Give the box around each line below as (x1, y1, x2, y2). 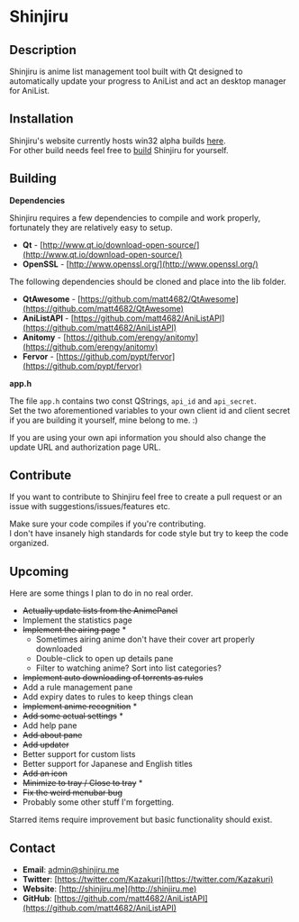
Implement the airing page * (22, 625, 127, 635)
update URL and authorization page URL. (9, 442, 161, 452)
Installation (9, 111, 74, 127)
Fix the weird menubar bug (22, 787, 123, 799)
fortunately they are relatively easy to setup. (9, 222, 173, 233)
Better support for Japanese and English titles (22, 759, 194, 770)
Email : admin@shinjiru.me (22, 864, 120, 875)
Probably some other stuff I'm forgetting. (22, 797, 174, 808)
